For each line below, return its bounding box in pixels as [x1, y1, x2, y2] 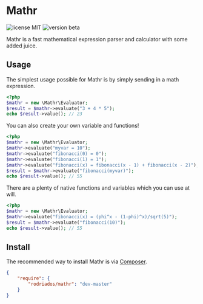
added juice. [6, 42, 38, 49]
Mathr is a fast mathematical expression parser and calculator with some [6, 35, 188, 43]
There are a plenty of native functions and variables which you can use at [6, 184, 190, 192]
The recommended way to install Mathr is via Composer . [6, 258, 147, 265]
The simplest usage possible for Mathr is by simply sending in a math [6, 75, 179, 83]
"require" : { [17, 275, 50, 282]
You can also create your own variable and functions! [6, 122, 139, 130]
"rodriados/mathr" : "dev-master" [28, 281, 113, 288]
